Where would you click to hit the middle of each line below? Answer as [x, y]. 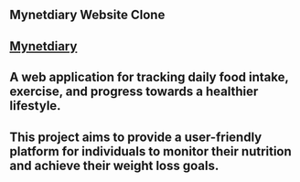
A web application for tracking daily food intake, [149, 77]
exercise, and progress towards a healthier [134, 92]
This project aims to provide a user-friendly [136, 137]
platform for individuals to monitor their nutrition [151, 151]
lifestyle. [35, 106]
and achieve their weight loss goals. [114, 165]
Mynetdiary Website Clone [87, 15]
